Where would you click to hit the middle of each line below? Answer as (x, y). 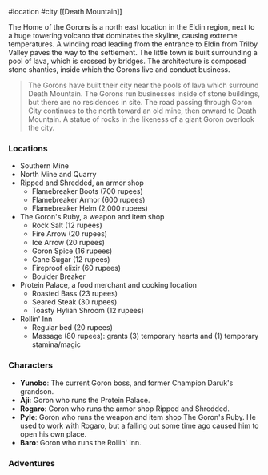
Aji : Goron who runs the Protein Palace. (85, 400)
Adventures (32, 463)
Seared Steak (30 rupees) (74, 302)
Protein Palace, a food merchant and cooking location (108, 285)
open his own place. (53, 434)
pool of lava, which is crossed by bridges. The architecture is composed (127, 61)
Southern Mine (44, 166)
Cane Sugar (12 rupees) (71, 260)
